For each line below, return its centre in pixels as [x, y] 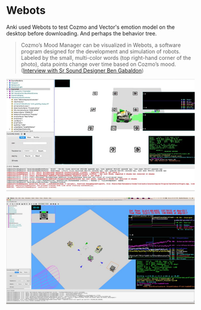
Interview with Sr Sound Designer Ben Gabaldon [83, 70]
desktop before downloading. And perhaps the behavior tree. [82, 33]
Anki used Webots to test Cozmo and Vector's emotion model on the [91, 27]
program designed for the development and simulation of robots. [100, 51]
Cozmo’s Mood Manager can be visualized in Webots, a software [101, 45]
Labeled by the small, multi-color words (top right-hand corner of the [106, 58]
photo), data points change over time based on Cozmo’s [90, 64]
